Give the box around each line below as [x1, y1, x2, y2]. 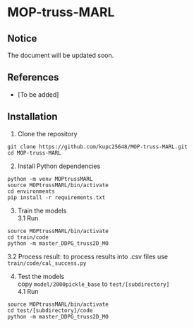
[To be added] [17, 90, 59, 99]
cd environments [7, 188, 55, 195]
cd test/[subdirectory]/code [7, 307, 93, 314]
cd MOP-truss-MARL [7, 149, 61, 156]
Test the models [17, 272, 65, 280]
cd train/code [7, 234, 49, 241]
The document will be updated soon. [7, 51, 114, 59]
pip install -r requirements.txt [7, 194, 106, 201]
